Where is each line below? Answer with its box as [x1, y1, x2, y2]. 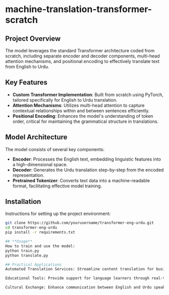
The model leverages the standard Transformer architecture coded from [5, 48, 155, 53]
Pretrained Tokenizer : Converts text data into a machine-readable [12, 177, 150, 183]
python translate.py [5, 253, 49, 258]
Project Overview [5, 34, 61, 43]
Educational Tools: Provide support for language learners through [5, 276, 150, 281]
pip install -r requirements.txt [5, 230, 75, 235]
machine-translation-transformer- [5, 4, 152, 15]
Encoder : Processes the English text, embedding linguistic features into [12, 156, 161, 162]
